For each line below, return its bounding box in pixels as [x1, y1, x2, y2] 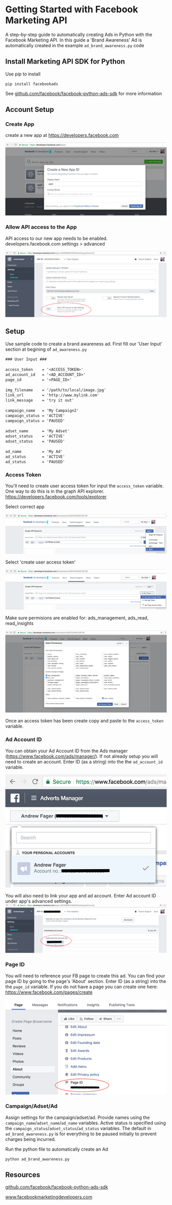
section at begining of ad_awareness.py [5, 346, 87, 352]
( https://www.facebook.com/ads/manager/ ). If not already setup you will [5, 753, 158, 759]
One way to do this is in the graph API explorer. [5, 488, 104, 494]
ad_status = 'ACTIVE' [5, 454, 66, 459]
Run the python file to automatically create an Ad [5, 1146, 109, 1152]
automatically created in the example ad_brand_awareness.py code [5, 42, 144, 48]
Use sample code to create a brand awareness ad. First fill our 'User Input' [5, 340, 163, 347]
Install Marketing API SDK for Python [5, 57, 125, 66]
